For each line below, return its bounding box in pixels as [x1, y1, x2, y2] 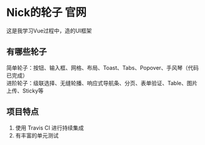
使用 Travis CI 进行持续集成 [15, 124, 84, 132]
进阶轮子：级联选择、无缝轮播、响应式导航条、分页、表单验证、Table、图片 [6, 79, 198, 86]
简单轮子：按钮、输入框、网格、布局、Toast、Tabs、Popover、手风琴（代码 [6, 64, 199, 71]
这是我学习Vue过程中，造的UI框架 [6, 27, 92, 34]
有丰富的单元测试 [15, 132, 59, 139]
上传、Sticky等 [6, 87, 44, 94]
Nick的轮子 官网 [6, 6, 87, 20]
